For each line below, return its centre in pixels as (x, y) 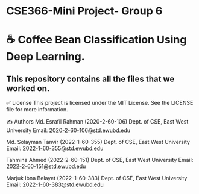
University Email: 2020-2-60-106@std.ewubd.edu (68, 130)
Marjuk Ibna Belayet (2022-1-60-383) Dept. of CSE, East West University (97, 178)
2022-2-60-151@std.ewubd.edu (46, 166)
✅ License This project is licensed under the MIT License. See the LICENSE (100, 103)
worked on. (28, 88)
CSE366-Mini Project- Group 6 (84, 11)
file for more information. (37, 110)
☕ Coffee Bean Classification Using (96, 40)
